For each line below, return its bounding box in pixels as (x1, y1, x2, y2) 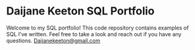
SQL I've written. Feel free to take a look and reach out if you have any (6, 30, 182, 37)
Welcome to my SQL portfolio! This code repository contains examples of (6, 24, 189, 31)
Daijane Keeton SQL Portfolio (6, 4, 155, 18)
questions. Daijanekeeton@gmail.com (6, 37, 101, 44)
